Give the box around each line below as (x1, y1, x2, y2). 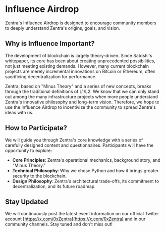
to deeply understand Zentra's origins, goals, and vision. (5, 25, 120, 31)
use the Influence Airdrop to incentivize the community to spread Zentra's (5, 104, 156, 110)
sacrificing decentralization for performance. (5, 73, 97, 80)
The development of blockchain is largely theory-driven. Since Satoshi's (5, 52, 153, 58)
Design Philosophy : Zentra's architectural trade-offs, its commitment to (12, 178, 160, 184)
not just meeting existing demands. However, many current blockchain (5, 63, 149, 69)
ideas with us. (5, 109, 34, 115)
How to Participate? (5, 124, 67, 132)
